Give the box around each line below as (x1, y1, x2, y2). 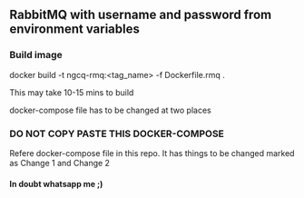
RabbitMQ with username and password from (9, 7, 272, 23)
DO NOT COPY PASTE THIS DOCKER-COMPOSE (9, 127, 225, 140)
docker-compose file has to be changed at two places (9, 104, 211, 115)
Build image (9, 49, 64, 62)
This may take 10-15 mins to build (9, 86, 134, 98)
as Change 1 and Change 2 (9, 157, 111, 168)
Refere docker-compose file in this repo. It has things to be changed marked (9, 147, 295, 158)
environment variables (9, 22, 141, 37)
